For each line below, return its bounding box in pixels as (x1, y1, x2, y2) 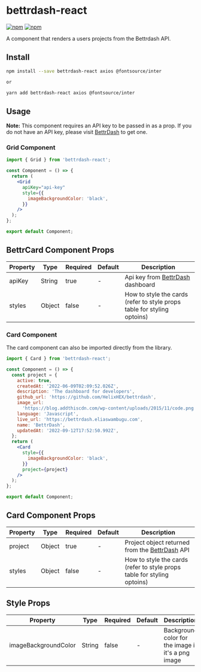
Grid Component (6, 143, 56, 152)
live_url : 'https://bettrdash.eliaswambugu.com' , (17, 416, 144, 422)
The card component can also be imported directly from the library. (6, 344, 172, 352)
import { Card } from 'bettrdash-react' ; (6, 356, 111, 362)
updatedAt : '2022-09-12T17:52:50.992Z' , (17, 427, 119, 433)
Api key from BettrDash (124, 273, 190, 281)
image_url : (17, 400, 44, 406)
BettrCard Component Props (6, 245, 115, 255)
